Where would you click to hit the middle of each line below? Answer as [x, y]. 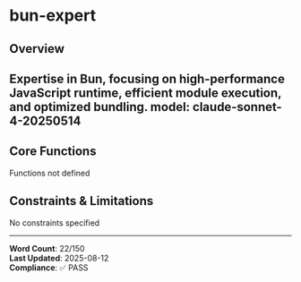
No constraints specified [55, 222]
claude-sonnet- [237, 107]
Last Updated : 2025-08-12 [59, 258]
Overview [37, 49]
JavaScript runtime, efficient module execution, [146, 93]
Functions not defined [50, 173]
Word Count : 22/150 [47, 248]
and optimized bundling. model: [100, 107]
